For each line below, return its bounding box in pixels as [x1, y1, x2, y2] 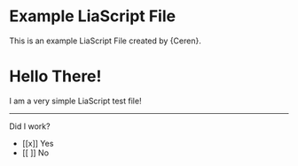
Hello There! [9, 66, 102, 87]
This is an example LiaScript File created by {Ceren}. [9, 35, 201, 46]
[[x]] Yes [21, 138, 54, 148]
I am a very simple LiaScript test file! [9, 95, 142, 106]
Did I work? [9, 121, 51, 132]
